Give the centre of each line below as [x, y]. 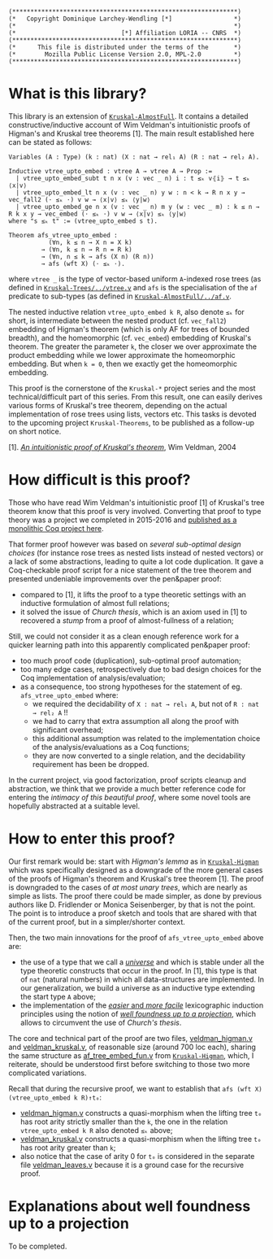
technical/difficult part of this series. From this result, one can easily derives [136, 396]
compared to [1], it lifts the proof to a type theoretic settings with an [133, 595]
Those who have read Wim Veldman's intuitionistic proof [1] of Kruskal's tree [136, 502]
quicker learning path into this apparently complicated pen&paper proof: [129, 645]
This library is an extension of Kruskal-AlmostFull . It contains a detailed [129, 116]
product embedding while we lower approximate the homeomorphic [122, 355]
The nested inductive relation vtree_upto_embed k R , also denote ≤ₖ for [127, 311]
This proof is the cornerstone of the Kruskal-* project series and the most [132, 388]
